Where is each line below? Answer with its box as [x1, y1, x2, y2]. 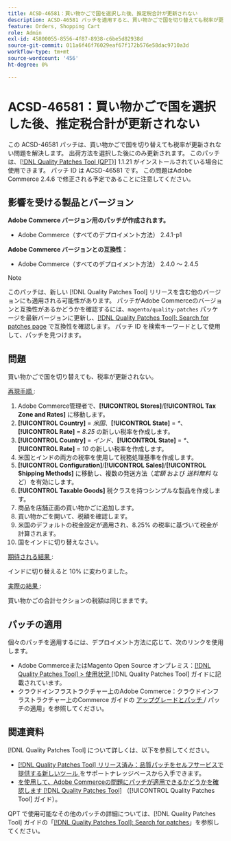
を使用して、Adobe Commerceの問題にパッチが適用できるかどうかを [17, 778, 213, 786]
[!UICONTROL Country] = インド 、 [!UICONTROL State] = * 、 [17, 436, 193, 444]
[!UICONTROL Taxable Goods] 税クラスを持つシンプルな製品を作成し [17, 486, 215, 495]
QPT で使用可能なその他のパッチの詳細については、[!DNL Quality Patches [8, 809, 216, 818]
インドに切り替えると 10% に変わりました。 [8, 567, 132, 576]
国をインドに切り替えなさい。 [17, 538, 102, 547]
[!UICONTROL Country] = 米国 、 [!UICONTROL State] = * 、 [17, 419, 187, 427]
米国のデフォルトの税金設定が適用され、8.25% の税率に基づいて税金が [17, 521, 219, 529]
